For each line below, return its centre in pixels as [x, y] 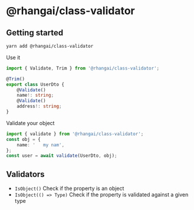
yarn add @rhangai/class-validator [50, 46]
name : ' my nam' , [41, 145]
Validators [26, 174]
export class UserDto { [35, 84]
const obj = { [24, 139]
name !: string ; [35, 96]
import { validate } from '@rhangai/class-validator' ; [75, 134]
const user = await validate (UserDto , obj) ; [62, 156]
